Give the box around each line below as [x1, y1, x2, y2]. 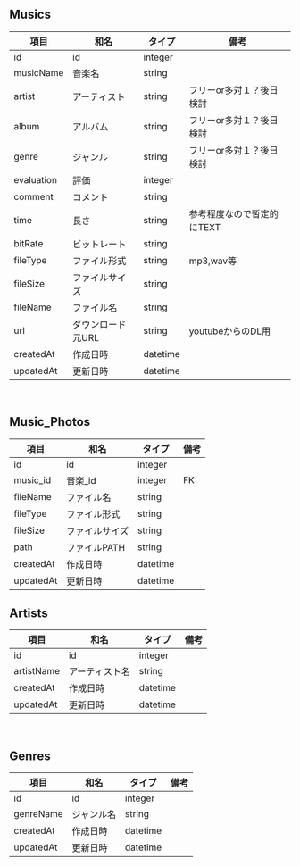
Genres [9, 748, 51, 763]
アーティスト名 [68, 665, 131, 678]
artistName [13, 665, 61, 678]
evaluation [13, 173, 58, 186]
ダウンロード [72, 318, 127, 330]
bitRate [13, 237, 44, 249]
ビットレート [72, 237, 127, 250]
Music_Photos [9, 414, 91, 429]
